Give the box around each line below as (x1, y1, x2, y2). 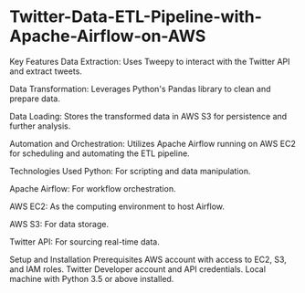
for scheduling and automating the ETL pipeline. (9, 148, 190, 159)
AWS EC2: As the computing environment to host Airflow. (9, 201, 226, 212)
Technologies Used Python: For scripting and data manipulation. (9, 165, 251, 176)
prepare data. (9, 93, 61, 104)
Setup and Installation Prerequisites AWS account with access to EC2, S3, (9, 254, 288, 265)
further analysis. (9, 120, 71, 131)
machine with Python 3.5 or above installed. (9, 273, 174, 284)
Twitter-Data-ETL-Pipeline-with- (9, 6, 263, 27)
